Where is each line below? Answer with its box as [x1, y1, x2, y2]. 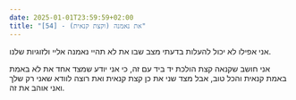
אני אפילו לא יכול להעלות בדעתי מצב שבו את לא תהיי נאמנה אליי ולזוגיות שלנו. [9, 46, 272, 56]
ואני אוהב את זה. [9, 82, 65, 93]
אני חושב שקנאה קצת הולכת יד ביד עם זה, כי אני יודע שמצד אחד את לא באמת [9, 63, 271, 74]
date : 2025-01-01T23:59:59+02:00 [9, 12, 134, 22]
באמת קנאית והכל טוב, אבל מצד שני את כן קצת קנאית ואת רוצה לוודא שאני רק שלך [9, 72, 287, 83]
